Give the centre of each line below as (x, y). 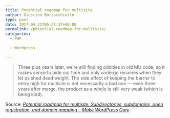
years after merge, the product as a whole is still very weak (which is (90, 89)
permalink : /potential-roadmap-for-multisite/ (56, 29)
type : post (17, 19)
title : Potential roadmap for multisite (49, 10)
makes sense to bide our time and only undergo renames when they (90, 72)
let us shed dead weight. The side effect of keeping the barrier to (87, 78)
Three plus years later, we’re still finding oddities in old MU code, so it (91, 67)
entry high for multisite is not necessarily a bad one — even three (87, 83)
